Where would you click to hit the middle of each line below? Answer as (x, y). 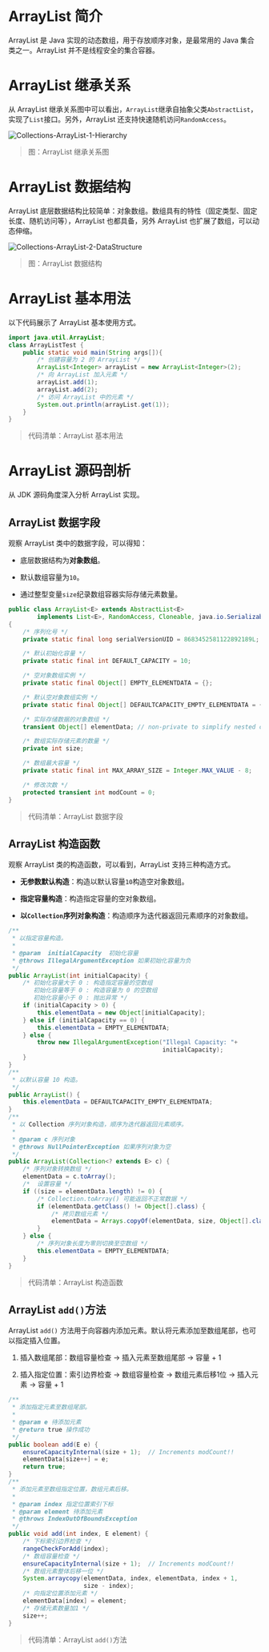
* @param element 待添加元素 (57, 1511)
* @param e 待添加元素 (46, 1422)
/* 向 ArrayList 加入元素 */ (82, 375)
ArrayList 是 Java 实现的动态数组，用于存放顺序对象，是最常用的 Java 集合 (131, 40)
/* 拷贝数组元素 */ (80, 1214)
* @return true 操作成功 (51, 1429)
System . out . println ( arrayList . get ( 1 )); (104, 404)
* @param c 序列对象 (44, 1139)
